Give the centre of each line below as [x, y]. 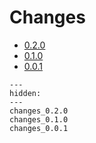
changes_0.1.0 [39, 119]
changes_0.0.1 [39, 128]
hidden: [25, 93]
